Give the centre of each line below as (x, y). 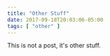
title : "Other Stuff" (38, 13)
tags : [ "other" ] (34, 26)
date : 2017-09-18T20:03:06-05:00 (55, 20)
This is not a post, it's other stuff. (54, 46)
